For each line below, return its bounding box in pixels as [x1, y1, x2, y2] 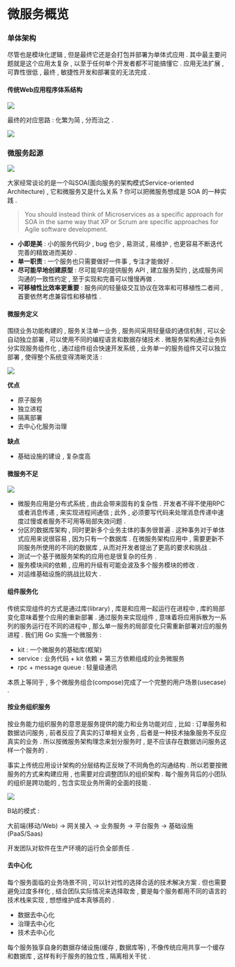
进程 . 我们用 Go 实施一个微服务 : [7, 630, 102, 639]
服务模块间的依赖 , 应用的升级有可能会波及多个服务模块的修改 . [17, 561, 199, 570]
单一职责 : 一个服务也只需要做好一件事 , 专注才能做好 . [17, 257, 173, 265]
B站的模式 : [7, 806, 40, 815]
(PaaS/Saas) [7, 829, 43, 838]
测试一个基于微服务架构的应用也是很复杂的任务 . [17, 552, 156, 560]
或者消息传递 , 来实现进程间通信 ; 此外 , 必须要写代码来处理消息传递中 [17, 508, 218, 517]
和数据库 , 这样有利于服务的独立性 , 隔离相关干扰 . [7, 952, 151, 960]
